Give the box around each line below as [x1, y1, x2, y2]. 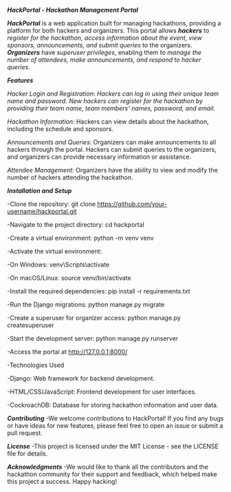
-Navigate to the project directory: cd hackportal [7, 221, 144, 229]
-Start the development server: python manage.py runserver [7, 335, 179, 342]
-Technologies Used [7, 361, 65, 369]
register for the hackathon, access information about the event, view [7, 34, 203, 42]
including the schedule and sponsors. [7, 125, 113, 133]
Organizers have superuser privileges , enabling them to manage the [7, 48, 201, 56]
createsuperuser [7, 321, 54, 329]
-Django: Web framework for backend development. [7, 374, 155, 382]
